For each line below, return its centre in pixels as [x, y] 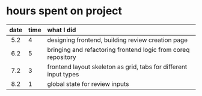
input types [63, 74]
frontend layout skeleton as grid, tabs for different [117, 67]
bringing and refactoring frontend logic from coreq [118, 49]
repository [62, 57]
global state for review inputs [88, 83]
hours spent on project [64, 11]
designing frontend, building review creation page [118, 40]
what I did [62, 30]
